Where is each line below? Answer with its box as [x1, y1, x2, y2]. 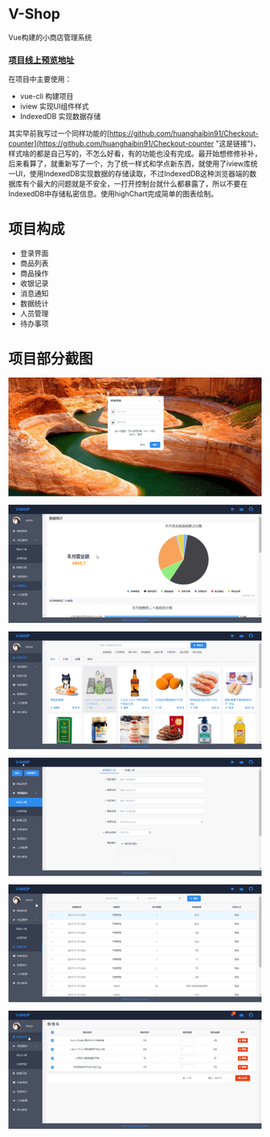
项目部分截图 [8, 350, 94, 369]
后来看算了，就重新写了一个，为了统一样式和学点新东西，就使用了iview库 [8, 159, 252, 169]
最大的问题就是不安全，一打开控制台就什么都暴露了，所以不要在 [35, 179, 247, 189]
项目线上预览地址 [8, 54, 75, 65]
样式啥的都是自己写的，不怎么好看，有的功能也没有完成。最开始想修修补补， [8, 149, 262, 159]
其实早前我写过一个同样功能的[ [8, 129, 110, 138]
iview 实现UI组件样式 [19, 101, 89, 111]
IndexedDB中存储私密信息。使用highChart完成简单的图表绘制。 [8, 189, 219, 199]
